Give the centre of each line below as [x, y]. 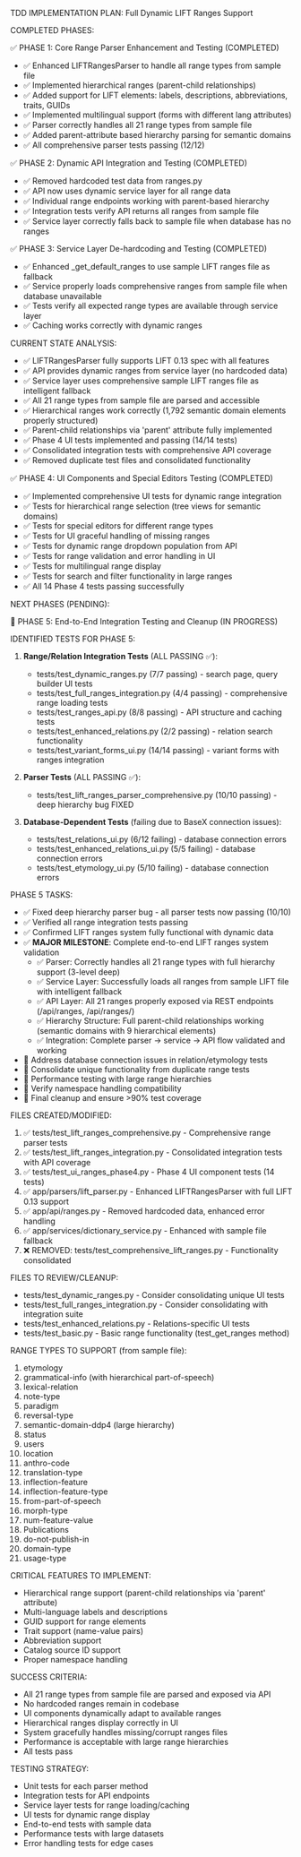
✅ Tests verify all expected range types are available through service [150, 305]
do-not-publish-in [56, 1539]
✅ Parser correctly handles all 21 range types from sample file [138, 125]
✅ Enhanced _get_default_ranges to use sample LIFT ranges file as [146, 267]
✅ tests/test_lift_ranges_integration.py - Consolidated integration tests [153, 1152]
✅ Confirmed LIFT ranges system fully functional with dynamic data [148, 932]
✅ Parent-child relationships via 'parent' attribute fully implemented [147, 430]
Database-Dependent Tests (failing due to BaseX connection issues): [152, 822]
